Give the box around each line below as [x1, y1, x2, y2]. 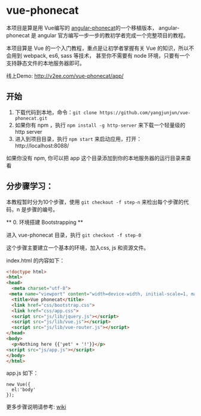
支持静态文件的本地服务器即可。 [6, 59, 85, 67]
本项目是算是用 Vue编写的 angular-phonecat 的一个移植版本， [6, 24, 157, 31]
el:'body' [11, 387, 36, 393]
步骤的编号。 [26, 205, 59, 213]
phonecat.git [14, 115, 48, 121]
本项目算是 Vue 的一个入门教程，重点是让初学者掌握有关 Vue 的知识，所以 [6, 44, 189, 52]
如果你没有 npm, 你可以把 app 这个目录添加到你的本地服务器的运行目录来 [6, 154, 186, 161]
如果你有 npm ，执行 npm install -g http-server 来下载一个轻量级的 [14, 121, 185, 128]
